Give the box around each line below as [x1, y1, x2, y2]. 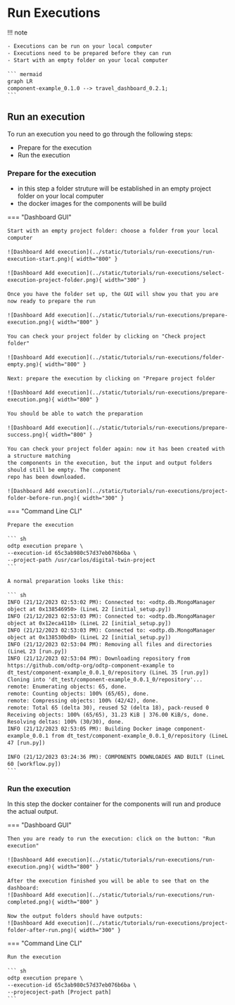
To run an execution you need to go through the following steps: [7, 129, 193, 138]
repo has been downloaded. [7, 473, 87, 481]
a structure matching [7, 452, 71, 460]
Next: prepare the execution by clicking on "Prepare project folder [7, 375, 216, 383]
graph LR [7, 77, 33, 85]
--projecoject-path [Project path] [7, 989, 112, 996]
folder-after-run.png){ [7, 927, 77, 934]
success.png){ [7, 431, 49, 439]
